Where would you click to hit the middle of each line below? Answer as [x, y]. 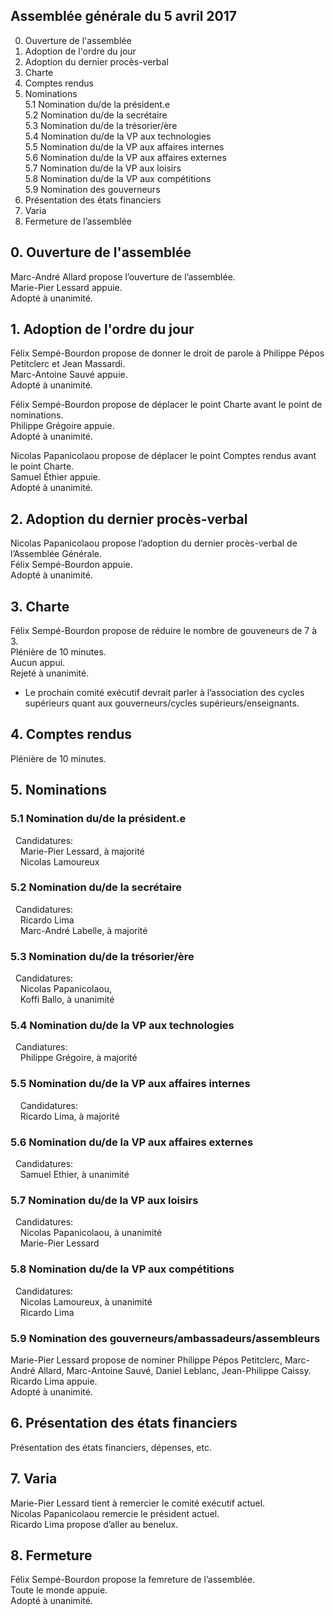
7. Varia [34, 1479]
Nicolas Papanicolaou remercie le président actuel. [115, 1513]
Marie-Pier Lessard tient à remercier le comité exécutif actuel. [138, 1503]
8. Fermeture [51, 1555]
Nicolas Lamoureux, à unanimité [86, 1301]
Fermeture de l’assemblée [78, 221]
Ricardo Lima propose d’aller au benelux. [94, 1524]
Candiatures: [41, 1047]
